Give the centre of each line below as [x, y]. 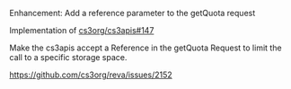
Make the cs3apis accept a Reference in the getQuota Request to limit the [145, 48]
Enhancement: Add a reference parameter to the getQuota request [132, 13]
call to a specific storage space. [68, 57]
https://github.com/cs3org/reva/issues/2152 [91, 75]
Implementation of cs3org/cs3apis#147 [82, 30]
